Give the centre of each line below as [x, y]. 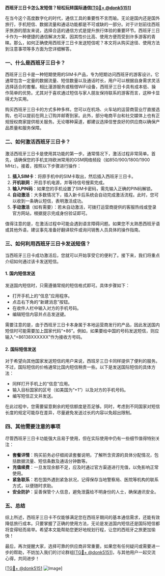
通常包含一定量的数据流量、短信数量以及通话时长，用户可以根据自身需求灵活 [82, 81]
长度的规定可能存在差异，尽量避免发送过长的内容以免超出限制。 [69, 413]
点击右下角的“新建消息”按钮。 [42, 302]
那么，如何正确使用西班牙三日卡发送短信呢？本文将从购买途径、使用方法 [87, 43]
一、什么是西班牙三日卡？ [35, 62]
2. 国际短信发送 [21, 349]
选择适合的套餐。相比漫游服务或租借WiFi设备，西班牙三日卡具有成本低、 [78, 87]
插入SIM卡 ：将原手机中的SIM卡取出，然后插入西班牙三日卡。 [74, 176]
